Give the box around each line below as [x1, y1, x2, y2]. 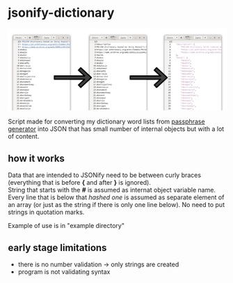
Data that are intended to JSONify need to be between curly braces [8, 171, 201, 179]
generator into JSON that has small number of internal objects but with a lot [8, 125, 225, 133]
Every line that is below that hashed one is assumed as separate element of [8, 193, 225, 201]
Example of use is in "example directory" [8, 222, 124, 230]
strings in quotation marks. [8, 208, 85, 217]
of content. [8, 132, 40, 141]
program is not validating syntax [17, 268, 111, 276]
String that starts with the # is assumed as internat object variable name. [8, 186, 216, 194]
